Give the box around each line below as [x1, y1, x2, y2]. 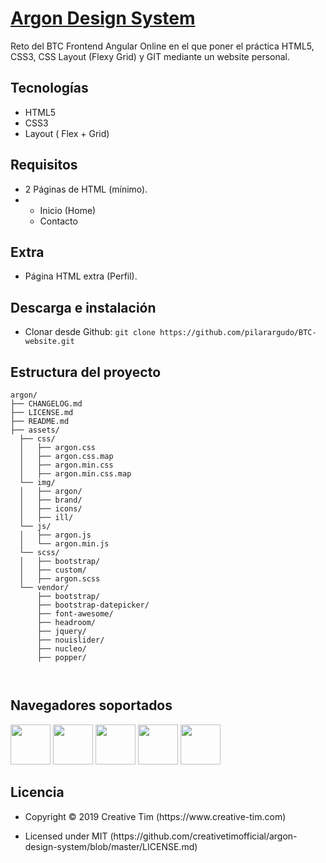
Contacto [39, 215, 78, 227]
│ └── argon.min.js [19, 539, 110, 549]
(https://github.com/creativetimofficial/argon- [109, 830, 298, 842]
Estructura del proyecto [10, 363, 162, 381]
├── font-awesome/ [36, 609, 114, 619]
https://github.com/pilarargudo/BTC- [159, 328, 317, 338]
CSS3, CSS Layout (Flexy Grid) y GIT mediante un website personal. [10, 50, 291, 62]
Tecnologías [10, 80, 89, 97]
